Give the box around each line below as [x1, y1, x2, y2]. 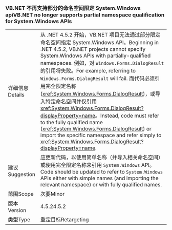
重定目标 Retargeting [40, 216, 89, 223]
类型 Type [8, 216, 31, 223]
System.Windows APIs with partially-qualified [40, 52, 151, 60]
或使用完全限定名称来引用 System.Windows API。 [40, 162, 155, 169]
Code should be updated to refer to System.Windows [40, 168, 163, 176]
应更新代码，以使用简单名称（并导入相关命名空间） [40, 154, 164, 161]
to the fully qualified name [40, 119, 103, 126]
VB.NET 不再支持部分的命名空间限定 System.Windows [5, 4, 141, 11]
